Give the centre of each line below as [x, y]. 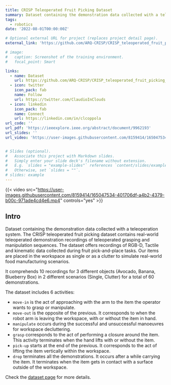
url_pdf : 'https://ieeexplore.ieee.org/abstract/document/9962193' [78, 128]
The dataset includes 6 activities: [40, 292]
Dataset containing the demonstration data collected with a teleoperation [82, 229]
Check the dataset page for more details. [48, 377]
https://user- [51, 189]
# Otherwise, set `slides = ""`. [43, 170]
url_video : [17, 138]
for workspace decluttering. [42, 329]
